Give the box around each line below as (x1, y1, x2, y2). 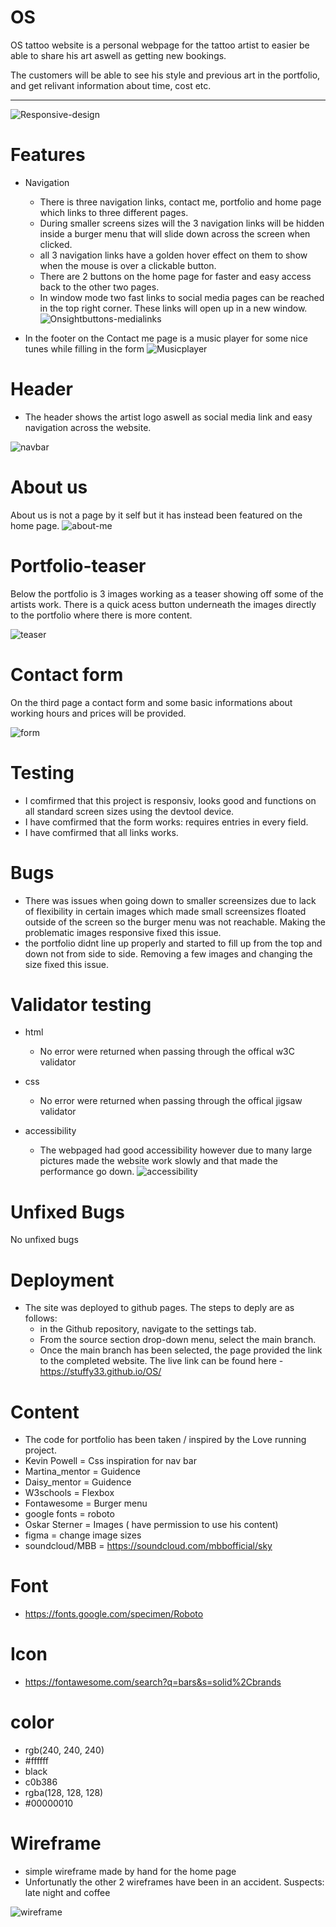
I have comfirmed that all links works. (24, 826, 179, 838)
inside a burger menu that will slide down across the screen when (39, 227, 311, 240)
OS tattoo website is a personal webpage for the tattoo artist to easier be (10, 39, 310, 51)
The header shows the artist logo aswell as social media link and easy (24, 411, 313, 423)
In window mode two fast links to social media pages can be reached (39, 291, 325, 303)
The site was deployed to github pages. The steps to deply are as (24, 1302, 295, 1314)
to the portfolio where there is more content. (10, 609, 193, 621)
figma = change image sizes (24, 1529, 142, 1541)
